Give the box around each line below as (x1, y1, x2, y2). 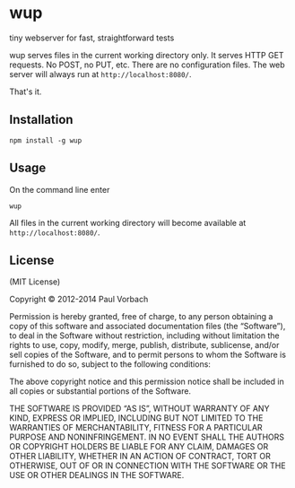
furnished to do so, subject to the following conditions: (9, 359, 211, 370)
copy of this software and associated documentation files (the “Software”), (9, 321, 286, 332)
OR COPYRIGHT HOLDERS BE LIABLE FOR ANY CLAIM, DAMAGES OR (9, 441, 269, 452)
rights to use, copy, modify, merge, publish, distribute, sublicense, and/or (9, 340, 280, 351)
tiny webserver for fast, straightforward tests (9, 32, 175, 43)
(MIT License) (9, 276, 61, 287)
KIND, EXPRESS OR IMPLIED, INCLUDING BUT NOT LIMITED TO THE (9, 413, 264, 423)
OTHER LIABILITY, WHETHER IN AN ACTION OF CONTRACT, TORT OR (9, 451, 271, 462)
